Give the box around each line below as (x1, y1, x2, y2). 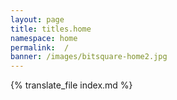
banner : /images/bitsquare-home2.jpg (10, 52, 168, 62)
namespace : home (10, 33, 78, 43)
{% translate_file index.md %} (10, 79, 133, 91)
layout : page (10, 14, 65, 25)
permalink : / (10, 42, 70, 53)
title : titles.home (10, 24, 92, 34)
